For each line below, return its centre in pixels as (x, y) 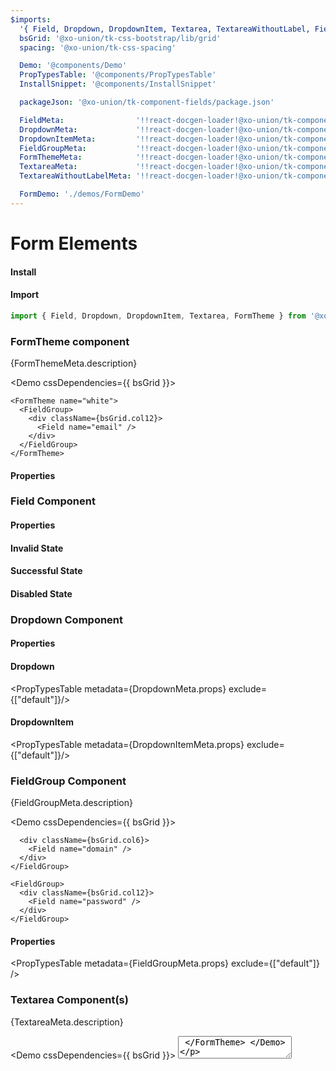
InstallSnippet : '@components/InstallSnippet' (118, 84)
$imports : (31, 19)
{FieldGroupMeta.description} (71, 803)
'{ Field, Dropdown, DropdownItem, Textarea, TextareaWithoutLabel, (165, 29)
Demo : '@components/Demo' (73, 66)
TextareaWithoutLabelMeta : (75, 176)
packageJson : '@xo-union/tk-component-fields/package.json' (147, 102)
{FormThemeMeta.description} (74, 363)
